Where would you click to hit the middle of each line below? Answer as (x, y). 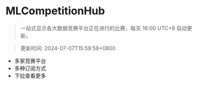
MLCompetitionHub (55, 11)
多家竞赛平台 (30, 61)
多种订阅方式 (30, 68)
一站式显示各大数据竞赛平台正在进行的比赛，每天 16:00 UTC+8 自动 (103, 28)
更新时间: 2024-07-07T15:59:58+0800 (68, 48)
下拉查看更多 (30, 75)
